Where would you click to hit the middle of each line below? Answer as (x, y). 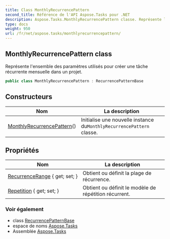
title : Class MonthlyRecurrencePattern (47, 10)
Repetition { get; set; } (33, 191)
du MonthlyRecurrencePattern (115, 126)
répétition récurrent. (107, 194)
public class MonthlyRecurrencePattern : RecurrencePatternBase (74, 81)
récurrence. (97, 180)
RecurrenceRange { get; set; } (43, 177)
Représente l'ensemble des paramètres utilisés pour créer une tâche (77, 66)
